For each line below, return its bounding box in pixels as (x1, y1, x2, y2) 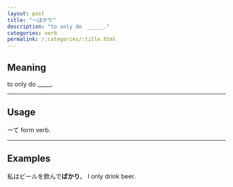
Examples (7, 153, 51, 165)
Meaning (7, 62, 46, 73)
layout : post (7, 10, 45, 17)
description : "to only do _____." (7, 23, 110, 30)
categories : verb (7, 29, 58, 37)
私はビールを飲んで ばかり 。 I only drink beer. (7, 172, 136, 180)
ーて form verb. (7, 125, 51, 134)
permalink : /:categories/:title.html (7, 36, 116, 43)
